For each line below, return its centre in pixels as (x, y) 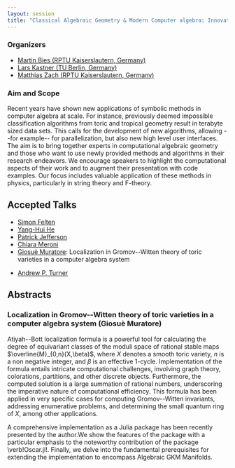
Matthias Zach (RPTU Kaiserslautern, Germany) (86, 75)
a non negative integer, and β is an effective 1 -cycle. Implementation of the (115, 361)
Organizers (27, 45)
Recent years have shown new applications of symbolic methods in (104, 109)
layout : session (31, 14)
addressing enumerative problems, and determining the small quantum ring (116, 406)
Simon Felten (36, 222)
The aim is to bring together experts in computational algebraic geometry (113, 146)
